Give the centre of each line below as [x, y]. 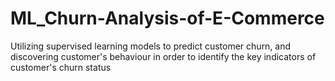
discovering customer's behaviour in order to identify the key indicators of [163, 56]
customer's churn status [61, 67]
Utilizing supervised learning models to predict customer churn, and [151, 46]
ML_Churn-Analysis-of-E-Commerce [167, 18]
